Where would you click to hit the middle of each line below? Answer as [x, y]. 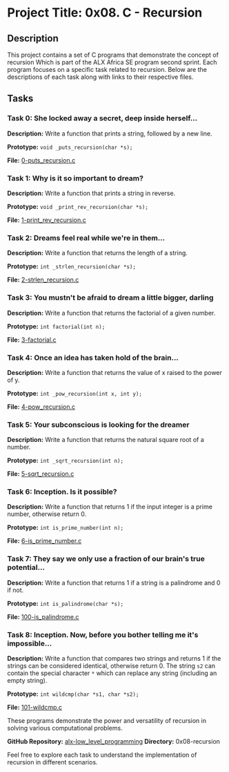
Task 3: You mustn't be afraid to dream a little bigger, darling [110, 297]
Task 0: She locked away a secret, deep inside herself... [102, 118]
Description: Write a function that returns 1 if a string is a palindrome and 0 [114, 582]
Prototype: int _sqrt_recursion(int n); [66, 461]
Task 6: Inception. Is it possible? [62, 492]
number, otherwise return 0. [47, 514]
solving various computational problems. [65, 728]
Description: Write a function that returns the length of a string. [98, 253]
